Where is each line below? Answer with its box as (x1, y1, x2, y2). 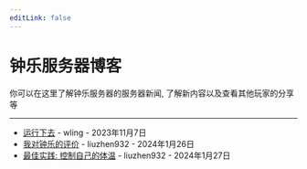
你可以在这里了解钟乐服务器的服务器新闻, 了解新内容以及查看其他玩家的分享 (9, 88, 294, 99)
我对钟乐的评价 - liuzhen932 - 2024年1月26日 (22, 138, 195, 149)
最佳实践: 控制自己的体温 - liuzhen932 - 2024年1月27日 (22, 150, 231, 161)
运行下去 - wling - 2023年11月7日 (22, 127, 147, 138)
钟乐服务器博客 (9, 56, 122, 76)
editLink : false (9, 13, 71, 23)
